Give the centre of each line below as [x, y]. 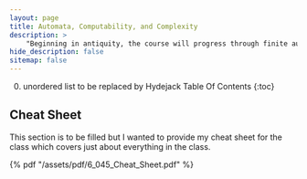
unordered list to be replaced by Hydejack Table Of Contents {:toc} [148, 86]
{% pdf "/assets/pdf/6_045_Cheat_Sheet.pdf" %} [102, 164]
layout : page [34, 18]
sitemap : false [38, 60]
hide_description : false [57, 52]
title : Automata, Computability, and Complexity [104, 26]
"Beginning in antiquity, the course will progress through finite [157, 43]
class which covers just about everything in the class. [110, 146]
